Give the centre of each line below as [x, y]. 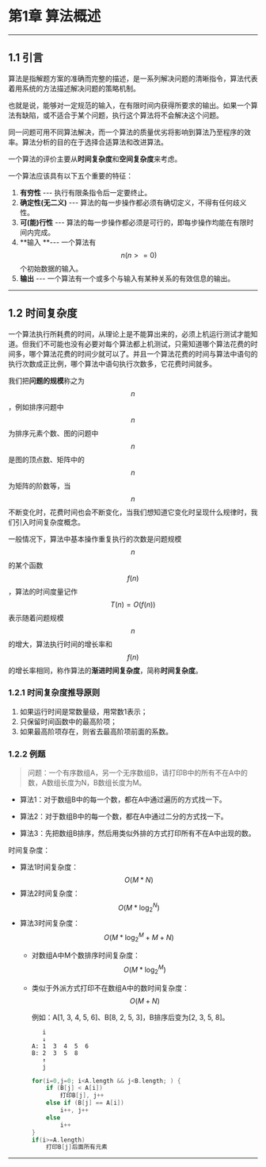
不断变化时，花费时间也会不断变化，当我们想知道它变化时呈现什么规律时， [129, 512]
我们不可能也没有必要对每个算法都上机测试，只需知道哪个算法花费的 [140, 344]
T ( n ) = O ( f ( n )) [133, 604]
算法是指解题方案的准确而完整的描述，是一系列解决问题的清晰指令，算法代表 [133, 78]
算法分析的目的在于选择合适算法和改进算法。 [95, 142]
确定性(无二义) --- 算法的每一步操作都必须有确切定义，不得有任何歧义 [133, 202]
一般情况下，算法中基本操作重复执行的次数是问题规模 [95, 539]
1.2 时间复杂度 [43, 313]
